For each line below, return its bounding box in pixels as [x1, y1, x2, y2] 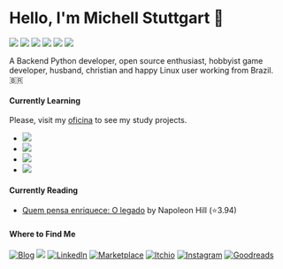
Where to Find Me [9, 228, 76, 239]
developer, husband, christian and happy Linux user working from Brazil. [9, 65, 274, 75]
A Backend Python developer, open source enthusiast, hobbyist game [9, 55, 264, 65]
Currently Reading [9, 185, 78, 196]
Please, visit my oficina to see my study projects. [9, 115, 187, 126]
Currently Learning [9, 95, 81, 105]
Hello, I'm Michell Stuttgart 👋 [9, 8, 224, 28]
